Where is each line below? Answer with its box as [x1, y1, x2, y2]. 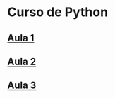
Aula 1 [7, 32, 35, 44]
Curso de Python [7, 4, 108, 20]
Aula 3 [7, 80, 37, 92]
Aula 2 [7, 55, 37, 67]
